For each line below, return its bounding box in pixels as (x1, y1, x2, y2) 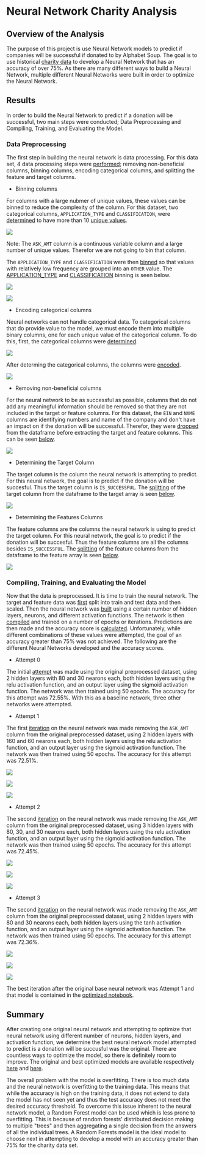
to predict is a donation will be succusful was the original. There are (6, 1045, 177, 1053)
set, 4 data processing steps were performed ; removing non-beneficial (6, 161, 185, 168)
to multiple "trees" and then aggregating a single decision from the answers (6, 1122, 197, 1129)
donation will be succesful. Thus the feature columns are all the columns (6, 538, 189, 546)
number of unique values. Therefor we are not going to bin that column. (6, 246, 186, 254)
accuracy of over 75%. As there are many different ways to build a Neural (6, 64, 191, 72)
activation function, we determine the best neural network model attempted (6, 1039, 196, 1046)
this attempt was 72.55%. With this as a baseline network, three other (6, 694, 181, 701)
